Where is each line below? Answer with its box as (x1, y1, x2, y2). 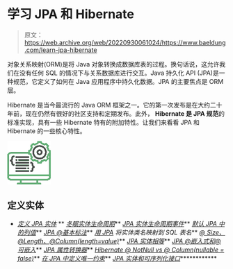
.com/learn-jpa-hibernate (24, 46, 97, 54)
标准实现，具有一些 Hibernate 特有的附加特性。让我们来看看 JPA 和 (7, 118, 200, 126)
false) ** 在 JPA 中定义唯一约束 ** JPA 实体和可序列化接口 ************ (17, 254, 218, 262)
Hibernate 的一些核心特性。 (7, 126, 86, 135)
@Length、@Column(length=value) (17, 236, 120, 245)
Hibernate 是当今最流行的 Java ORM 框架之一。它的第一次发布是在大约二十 (7, 101, 223, 109)
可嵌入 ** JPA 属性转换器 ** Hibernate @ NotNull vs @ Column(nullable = (17, 245, 225, 254)
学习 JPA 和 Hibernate (7, 6, 134, 22)
